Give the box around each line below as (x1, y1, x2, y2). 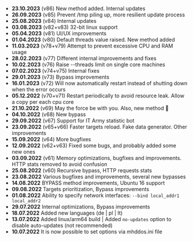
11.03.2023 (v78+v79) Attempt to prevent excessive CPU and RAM (11, 42, 174, 49)
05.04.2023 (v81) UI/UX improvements (11, 30, 107, 37)
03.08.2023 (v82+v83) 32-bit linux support (11, 23, 118, 30)
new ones (11, 148, 36, 155)
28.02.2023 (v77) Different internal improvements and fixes (11, 55, 157, 62)
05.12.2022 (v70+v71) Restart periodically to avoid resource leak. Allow (11, 92, 185, 99)
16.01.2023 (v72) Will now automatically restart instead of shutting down (11, 80, 188, 87)
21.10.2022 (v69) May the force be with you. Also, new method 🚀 (11, 105, 169, 111)
